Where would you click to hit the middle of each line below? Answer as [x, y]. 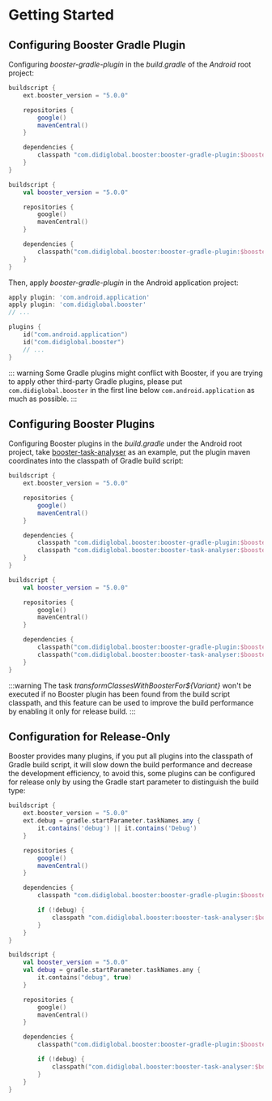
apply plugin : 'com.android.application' [79, 297]
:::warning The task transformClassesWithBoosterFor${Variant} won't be [130, 685]
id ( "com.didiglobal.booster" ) [74, 342]
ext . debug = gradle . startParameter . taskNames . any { [112, 821]
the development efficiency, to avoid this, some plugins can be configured [132, 774]
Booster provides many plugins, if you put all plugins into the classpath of [131, 756]
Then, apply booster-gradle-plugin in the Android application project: [123, 283]
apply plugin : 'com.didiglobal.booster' [78, 305]
